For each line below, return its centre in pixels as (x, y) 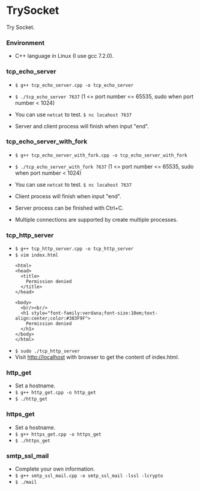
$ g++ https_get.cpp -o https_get (58, 434)
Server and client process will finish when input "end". (82, 126)
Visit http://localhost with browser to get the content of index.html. (97, 357)
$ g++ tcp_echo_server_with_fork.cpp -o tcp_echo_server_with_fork (101, 155)
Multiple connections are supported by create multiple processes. (96, 219)
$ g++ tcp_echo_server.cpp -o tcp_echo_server (74, 85)
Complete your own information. (55, 469)
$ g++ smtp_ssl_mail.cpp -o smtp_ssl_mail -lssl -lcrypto (89, 476)
